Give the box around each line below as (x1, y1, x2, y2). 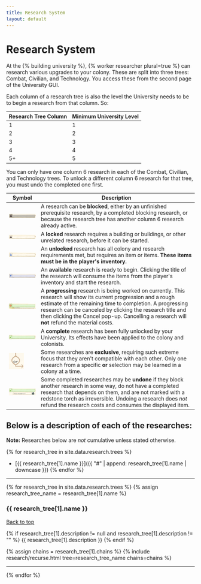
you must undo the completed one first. (6, 180, 103, 188)
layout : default (6, 16, 47, 22)
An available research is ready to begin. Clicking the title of (41, 266, 187, 273)
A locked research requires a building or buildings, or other (41, 230, 186, 237)
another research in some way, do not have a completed (41, 383, 179, 390)
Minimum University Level (72, 113, 139, 120)
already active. (41, 222, 77, 229)
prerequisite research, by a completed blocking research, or (41, 209, 188, 216)
